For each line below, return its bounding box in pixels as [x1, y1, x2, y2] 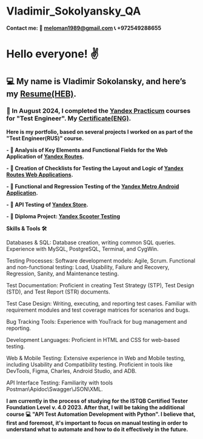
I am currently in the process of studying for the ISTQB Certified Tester [6, 397, 188, 404]
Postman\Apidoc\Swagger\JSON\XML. [6, 385, 103, 392]
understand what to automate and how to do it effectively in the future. [6, 426, 188, 433]
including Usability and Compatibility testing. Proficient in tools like [6, 361, 173, 368]
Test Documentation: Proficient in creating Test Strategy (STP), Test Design [6, 281, 195, 289]
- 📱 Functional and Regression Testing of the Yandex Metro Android [6, 183, 179, 190]
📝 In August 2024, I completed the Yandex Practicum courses [6, 107, 191, 115]
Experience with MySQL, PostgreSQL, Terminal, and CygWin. [6, 245, 159, 252]
